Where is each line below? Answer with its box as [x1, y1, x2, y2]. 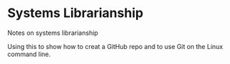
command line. [7, 50, 51, 58]
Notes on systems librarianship [7, 28, 98, 37]
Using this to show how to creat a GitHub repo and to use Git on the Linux [7, 42, 223, 50]
